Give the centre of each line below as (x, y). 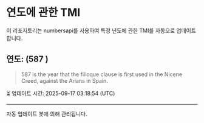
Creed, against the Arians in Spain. (64, 80)
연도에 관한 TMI (43, 12)
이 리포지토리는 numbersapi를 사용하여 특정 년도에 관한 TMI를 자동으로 (91, 30)
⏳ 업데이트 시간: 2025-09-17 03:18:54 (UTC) (61, 93)
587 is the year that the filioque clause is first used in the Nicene (102, 74)
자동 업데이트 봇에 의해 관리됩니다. (47, 114)
